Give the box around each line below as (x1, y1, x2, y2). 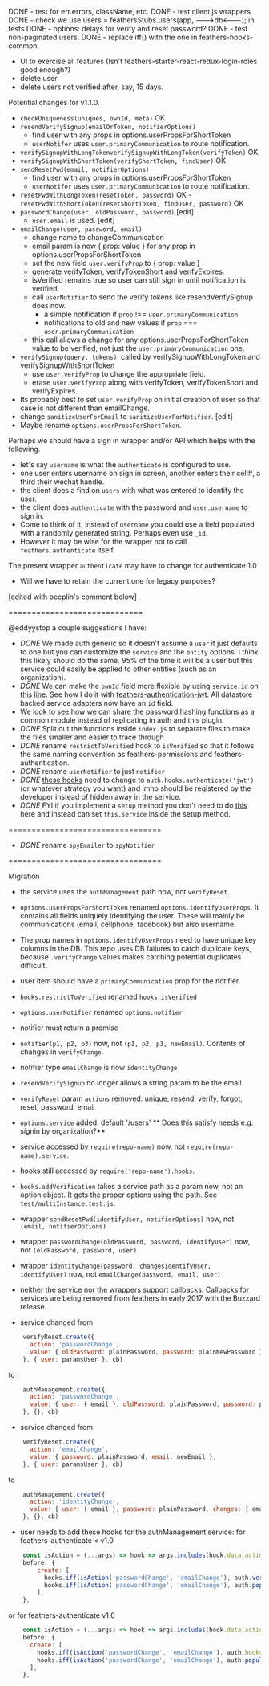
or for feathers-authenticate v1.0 (8, 1611, 116, 1620)
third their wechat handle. (19, 477, 105, 487)
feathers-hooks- (199, 32, 254, 42)
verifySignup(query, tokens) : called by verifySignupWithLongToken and (19, 352, 260, 361)
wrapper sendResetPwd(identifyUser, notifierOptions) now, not (19, 1214, 235, 1224)
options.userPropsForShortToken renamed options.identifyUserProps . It (19, 902, 259, 912)
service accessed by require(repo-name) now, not (19, 1142, 186, 1151)
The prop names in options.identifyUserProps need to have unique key (19, 935, 257, 944)
